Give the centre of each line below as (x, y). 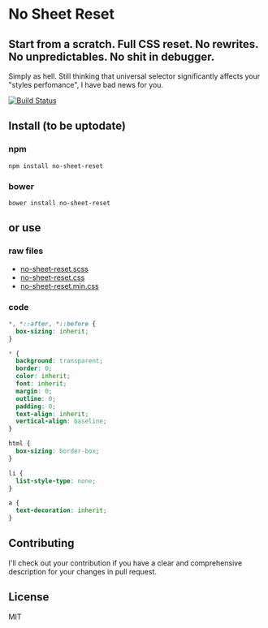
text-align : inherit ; (52, 414)
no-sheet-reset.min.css (59, 286)
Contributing (41, 543)
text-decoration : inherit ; (61, 511)
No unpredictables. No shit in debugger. (112, 56)
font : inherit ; (41, 384)
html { (19, 444)
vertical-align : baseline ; (61, 422)
